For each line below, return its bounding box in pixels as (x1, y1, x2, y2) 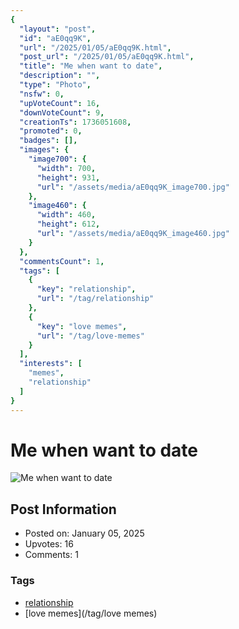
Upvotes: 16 (24, 538, 74, 550)
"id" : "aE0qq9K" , (19, 33, 92, 43)
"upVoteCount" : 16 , (19, 98, 101, 108)
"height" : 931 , (36, 172, 101, 183)
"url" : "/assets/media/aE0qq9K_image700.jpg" (36, 182, 230, 192)
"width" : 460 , (36, 210, 97, 220)
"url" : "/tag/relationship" (36, 294, 155, 304)
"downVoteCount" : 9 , (19, 107, 105, 118)
